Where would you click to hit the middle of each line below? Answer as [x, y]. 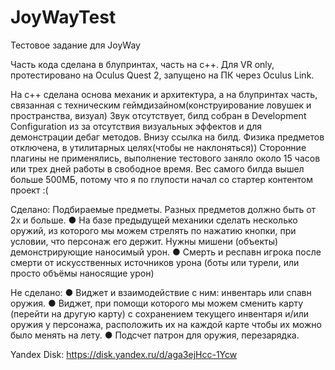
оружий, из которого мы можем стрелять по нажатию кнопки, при [153, 230]
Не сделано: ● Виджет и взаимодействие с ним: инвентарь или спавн [161, 292]
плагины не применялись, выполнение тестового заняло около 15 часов [165, 158]
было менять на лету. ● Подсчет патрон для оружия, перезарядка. [155, 335]
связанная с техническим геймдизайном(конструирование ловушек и [161, 105]
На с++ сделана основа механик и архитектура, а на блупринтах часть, [164, 94]
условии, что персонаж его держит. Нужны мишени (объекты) [144, 241]
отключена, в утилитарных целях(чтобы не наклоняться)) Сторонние [158, 147]
